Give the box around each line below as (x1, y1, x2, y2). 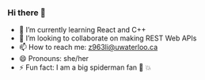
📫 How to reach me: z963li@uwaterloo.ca (18, 43, 158, 52)
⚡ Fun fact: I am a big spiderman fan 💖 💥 (18, 63, 152, 72)
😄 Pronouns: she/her (18, 54, 89, 63)
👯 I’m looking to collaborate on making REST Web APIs (18, 33, 197, 43)
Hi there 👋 (7, 7, 47, 18)
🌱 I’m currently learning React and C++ (18, 25, 146, 35)
